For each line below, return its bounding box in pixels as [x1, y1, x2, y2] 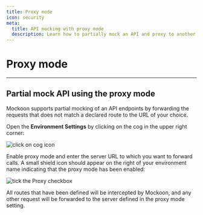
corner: [6, 129, 25, 136]
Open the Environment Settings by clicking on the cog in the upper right [6, 123, 187, 130]
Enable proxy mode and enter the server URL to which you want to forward [6, 152, 193, 160]
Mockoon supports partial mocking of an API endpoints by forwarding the [6, 104, 189, 112]
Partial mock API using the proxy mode [6, 89, 155, 99]
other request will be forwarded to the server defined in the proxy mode [6, 195, 185, 202]
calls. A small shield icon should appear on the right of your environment [6, 159, 187, 166]
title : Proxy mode [6, 8, 53, 15]
